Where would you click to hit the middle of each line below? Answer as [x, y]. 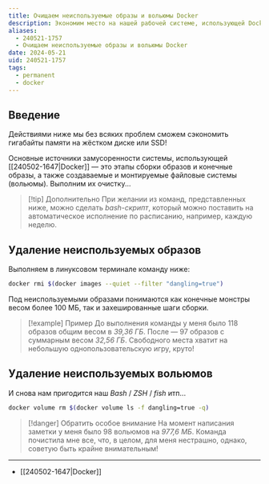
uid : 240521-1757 [37, 61]
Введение [34, 115]
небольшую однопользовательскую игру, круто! [111, 348]
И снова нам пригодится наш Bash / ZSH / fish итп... [97, 393]
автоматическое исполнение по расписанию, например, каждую [140, 216]
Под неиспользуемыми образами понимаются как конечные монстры [129, 299]
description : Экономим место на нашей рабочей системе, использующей [127, 23]
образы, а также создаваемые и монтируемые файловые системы [123, 175]
